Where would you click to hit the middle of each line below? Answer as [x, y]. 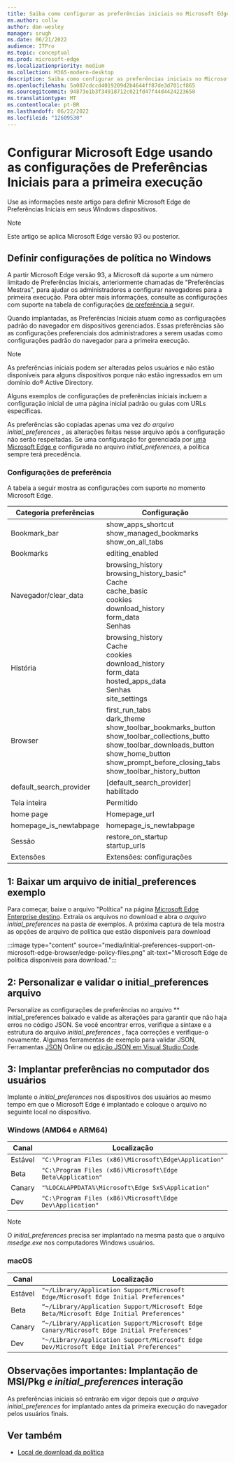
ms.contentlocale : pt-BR [43, 105]
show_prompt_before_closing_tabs [163, 762]
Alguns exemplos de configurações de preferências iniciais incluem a [107, 396]
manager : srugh [29, 33]
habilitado [122, 791]
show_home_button [138, 753]
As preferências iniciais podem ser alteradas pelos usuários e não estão [111, 367]
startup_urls [126, 846]
